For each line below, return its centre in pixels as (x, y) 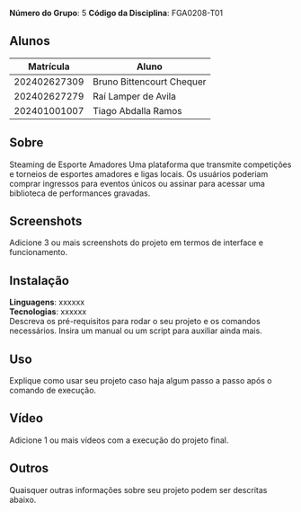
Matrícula (49, 66)
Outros (29, 468)
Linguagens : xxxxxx (47, 302)
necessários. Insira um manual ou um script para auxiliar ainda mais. (136, 331)
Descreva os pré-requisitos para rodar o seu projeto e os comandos (135, 322)
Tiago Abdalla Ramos (137, 110)
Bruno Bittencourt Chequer (150, 82)
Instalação (40, 281)
